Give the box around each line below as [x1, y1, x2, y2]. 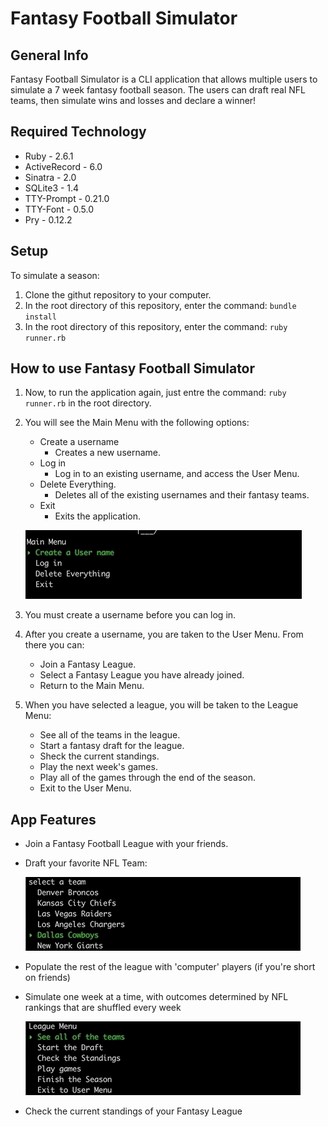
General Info [10, 47, 89, 64]
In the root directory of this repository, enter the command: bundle [24, 299, 297, 311]
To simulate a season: [10, 269, 100, 281]
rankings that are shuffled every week [24, 1002, 182, 1014]
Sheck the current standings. [39, 750, 160, 762]
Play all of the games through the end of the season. [39, 772, 257, 784]
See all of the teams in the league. [39, 729, 181, 741]
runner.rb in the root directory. [24, 397, 152, 409]
